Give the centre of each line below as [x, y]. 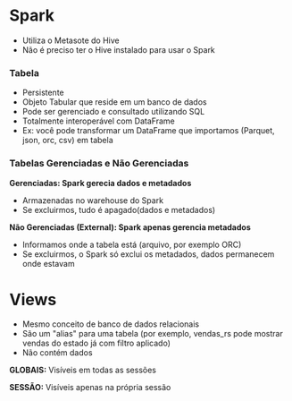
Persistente [43, 93]
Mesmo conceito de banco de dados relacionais [110, 324]
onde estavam [48, 263]
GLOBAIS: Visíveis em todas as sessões [83, 370]
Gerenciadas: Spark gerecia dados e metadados [100, 183]
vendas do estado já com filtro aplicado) [96, 343]
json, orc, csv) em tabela [67, 141]
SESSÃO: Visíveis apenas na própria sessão [90, 388]
